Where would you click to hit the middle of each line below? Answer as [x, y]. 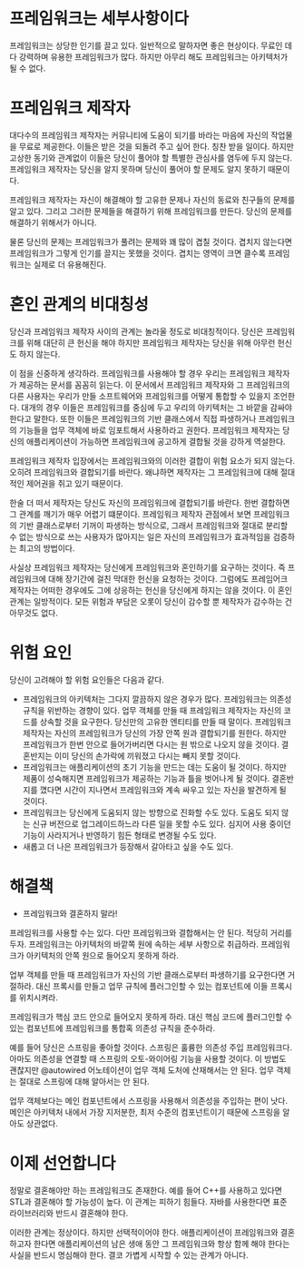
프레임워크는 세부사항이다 [99, 19]
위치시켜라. [39, 997]
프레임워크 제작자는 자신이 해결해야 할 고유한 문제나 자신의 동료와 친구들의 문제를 [152, 200]
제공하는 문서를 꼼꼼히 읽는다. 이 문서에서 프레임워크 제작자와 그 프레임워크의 [154, 384]
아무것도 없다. [34, 613]
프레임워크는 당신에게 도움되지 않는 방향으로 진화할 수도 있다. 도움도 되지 [151, 812]
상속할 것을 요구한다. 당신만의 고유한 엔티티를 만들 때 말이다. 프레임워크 [166, 722]
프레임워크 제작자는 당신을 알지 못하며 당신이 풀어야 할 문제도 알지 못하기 [137, 169]
